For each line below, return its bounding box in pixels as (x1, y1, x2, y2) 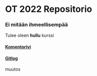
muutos (5, 66, 21, 73)
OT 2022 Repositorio (5, 3, 93, 15)
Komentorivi (5, 44, 31, 50)
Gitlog (5, 55, 18, 61)
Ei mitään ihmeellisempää (5, 21, 68, 28)
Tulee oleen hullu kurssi (5, 32, 54, 38)
